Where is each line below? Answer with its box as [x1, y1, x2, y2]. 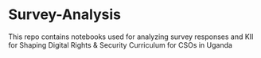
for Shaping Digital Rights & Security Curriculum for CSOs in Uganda [8, 40, 233, 49]
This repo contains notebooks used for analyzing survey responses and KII [8, 32, 254, 41]
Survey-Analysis [8, 6, 122, 24]
